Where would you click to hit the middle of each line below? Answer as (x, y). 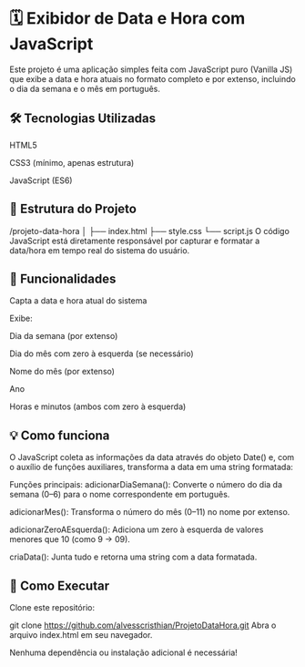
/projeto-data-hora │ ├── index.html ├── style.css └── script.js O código (149, 231)
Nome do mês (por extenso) (62, 372)
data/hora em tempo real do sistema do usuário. (100, 250)
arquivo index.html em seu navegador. (81, 635)
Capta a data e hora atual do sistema (78, 301)
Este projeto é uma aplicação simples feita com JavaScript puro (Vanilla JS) (151, 69)
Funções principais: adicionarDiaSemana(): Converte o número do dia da (146, 485)
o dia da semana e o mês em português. (85, 88)
